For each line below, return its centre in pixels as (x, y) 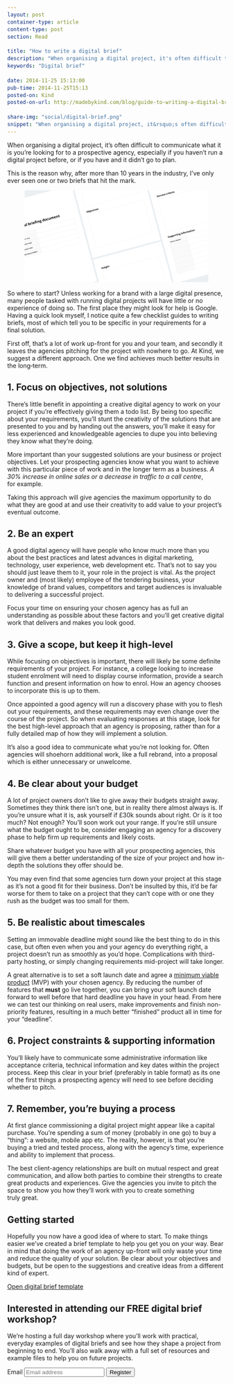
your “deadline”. (30, 1019)
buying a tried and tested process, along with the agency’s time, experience (115, 1148)
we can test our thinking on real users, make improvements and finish (106, 1004)
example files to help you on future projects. (70, 1358)
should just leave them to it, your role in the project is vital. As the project (111, 573)
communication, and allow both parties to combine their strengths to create (115, 1176)
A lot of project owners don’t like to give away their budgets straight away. (113, 800)
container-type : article (43, 22)
